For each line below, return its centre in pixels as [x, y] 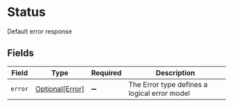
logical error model [159, 93]
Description [175, 72]
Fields [21, 53]
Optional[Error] [60, 89]
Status [27, 12]
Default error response [40, 31]
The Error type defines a [168, 84]
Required [106, 72]
